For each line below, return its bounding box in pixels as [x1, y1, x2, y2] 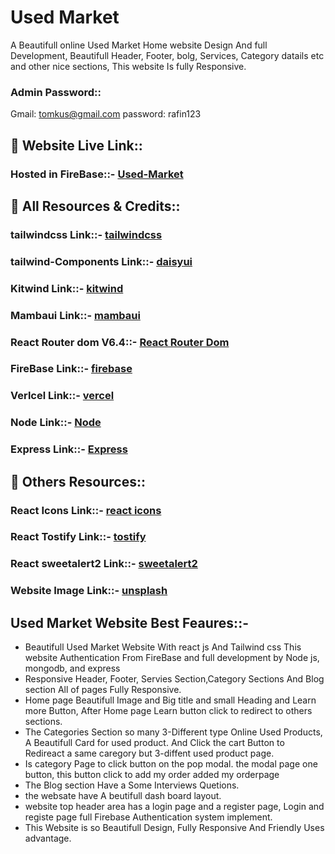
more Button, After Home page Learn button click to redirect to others [24, 705, 313, 717]
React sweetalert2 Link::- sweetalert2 [10, 557, 198, 571]
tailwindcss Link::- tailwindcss [10, 227, 163, 241]
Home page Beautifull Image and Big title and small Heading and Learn [24, 694, 317, 706]
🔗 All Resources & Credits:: [10, 197, 181, 215]
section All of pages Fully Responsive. [24, 684, 182, 696]
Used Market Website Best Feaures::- [10, 614, 249, 631]
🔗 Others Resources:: [10, 473, 146, 490]
